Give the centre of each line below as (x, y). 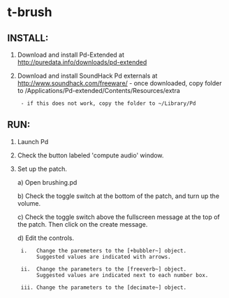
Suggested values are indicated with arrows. (103, 257)
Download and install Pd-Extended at (71, 55)
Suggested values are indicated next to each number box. (122, 275)
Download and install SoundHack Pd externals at (87, 76)
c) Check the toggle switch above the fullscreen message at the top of (118, 217)
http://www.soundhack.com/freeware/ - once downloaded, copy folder (119, 83)
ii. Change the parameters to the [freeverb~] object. (104, 269)
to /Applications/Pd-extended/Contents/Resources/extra (98, 91)
